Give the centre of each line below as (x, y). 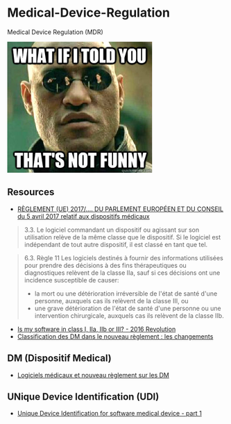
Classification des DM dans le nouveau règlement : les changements (115, 336)
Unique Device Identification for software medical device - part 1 (110, 414)
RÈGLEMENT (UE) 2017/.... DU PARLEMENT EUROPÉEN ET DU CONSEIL (120, 209)
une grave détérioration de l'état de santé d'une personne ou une (128, 308)
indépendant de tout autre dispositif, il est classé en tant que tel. (116, 244)
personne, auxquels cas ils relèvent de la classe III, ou (111, 300)
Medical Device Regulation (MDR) (55, 32)
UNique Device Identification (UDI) (83, 397)
